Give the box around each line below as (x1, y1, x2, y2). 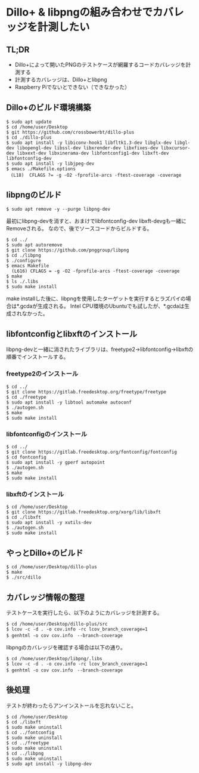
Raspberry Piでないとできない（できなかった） (14, 84, 130, 90)
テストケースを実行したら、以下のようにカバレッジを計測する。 (6, 609, 163, 616)
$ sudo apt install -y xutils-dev (6, 520, 92, 526)
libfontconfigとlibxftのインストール (6, 329, 138, 339)
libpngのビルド (6, 190, 62, 200)
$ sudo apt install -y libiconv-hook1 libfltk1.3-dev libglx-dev (6, 140, 172, 146)
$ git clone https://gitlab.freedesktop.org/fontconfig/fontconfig (6, 449, 178, 455)
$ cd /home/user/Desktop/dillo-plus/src (6, 621, 108, 627)
